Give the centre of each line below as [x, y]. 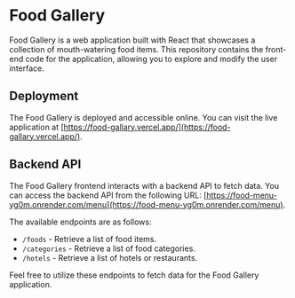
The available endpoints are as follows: [80, 222]
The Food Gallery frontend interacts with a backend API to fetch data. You [144, 185]
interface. [27, 68]
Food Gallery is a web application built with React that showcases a [132, 40]
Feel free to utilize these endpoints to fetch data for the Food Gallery [134, 275]
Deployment [44, 96]
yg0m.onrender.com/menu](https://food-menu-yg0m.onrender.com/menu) [146, 204]
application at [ [36, 127]
